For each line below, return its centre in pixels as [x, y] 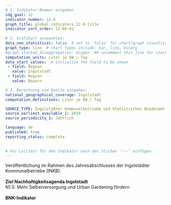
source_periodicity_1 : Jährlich [39, 118]
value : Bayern [27, 81]
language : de [19, 128]
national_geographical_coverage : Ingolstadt [53, 95]
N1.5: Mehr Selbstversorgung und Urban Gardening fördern [67, 187]
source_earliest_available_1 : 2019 [43, 113]
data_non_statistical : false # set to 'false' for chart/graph [75, 43]
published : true [22, 132]
